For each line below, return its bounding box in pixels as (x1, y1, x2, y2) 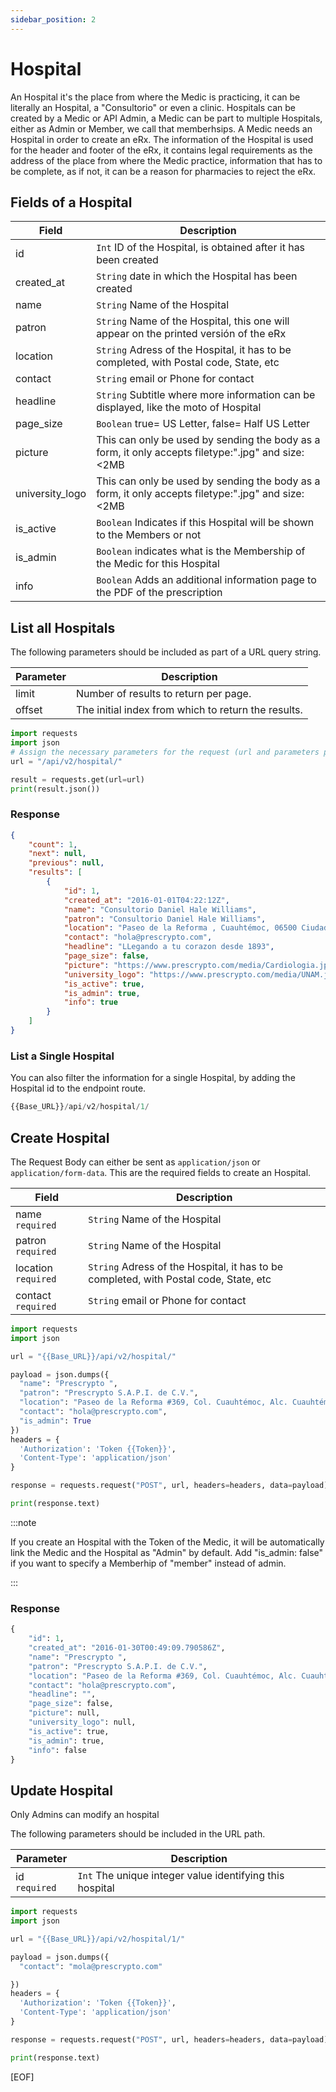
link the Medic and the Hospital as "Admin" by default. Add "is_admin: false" (10, 1546, 324, 1558)
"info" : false (28, 1745, 87, 1755)
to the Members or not (96, 528, 202, 542)
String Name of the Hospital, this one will (96, 314, 290, 328)
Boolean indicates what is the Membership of (96, 544, 306, 558)
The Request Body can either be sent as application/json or (10, 1156, 261, 1168)
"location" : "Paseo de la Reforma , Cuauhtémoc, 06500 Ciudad (63, 923, 329, 933)
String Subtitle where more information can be (96, 388, 316, 402)
